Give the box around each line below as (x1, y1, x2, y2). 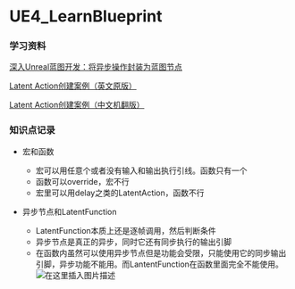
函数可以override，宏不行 (35, 176, 130, 186)
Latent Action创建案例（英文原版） (9, 80, 137, 91)
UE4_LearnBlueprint (9, 6, 163, 27)
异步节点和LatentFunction (21, 206, 118, 217)
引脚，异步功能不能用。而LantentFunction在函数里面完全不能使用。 (35, 259, 284, 269)
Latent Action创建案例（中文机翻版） (9, 100, 145, 111)
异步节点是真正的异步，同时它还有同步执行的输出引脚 (35, 236, 232, 247)
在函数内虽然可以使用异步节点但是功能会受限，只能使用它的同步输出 (35, 247, 287, 258)
